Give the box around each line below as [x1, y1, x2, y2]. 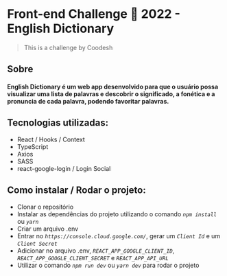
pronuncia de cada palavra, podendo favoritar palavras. [7, 97, 169, 105]
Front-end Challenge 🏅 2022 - [7, 6, 180, 22]
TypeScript [16, 142, 49, 150]
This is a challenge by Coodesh [23, 43, 113, 51]
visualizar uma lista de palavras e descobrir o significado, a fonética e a [7, 89, 215, 98]
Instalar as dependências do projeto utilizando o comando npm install [16, 209, 217, 218]
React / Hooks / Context [16, 135, 86, 143]
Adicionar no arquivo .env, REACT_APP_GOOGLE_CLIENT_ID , [16, 246, 175, 255]
